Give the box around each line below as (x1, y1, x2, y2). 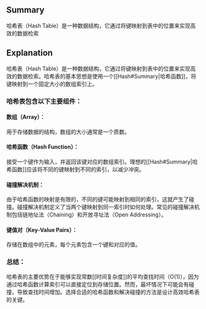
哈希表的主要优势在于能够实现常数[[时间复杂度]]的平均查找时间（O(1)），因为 (6, 273, 199, 280)
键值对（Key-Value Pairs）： (6, 226, 78, 234)
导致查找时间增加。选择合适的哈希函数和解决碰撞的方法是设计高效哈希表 (17, 288, 200, 296)
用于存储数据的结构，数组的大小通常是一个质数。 (6, 128, 130, 135)
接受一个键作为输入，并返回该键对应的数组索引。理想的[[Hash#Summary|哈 (6, 158, 198, 165)
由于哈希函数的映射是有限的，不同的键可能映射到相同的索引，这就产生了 (6, 196, 189, 203)
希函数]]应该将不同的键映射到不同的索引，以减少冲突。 (6, 166, 145, 173)
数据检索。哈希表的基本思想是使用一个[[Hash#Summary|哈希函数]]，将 (17, 72, 196, 80)
